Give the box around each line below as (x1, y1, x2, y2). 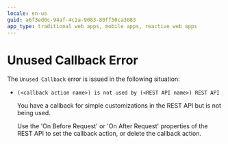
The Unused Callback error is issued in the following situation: (7, 75, 180, 83)
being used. (16, 109, 51, 117)
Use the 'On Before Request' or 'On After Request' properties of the (16, 122, 208, 130)
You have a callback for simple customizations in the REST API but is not (16, 101, 221, 110)
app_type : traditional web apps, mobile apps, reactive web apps (7, 23, 197, 29)
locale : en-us (7, 10, 48, 17)
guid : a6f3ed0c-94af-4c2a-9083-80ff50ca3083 (7, 16, 136, 23)
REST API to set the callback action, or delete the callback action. (16, 130, 202, 138)
